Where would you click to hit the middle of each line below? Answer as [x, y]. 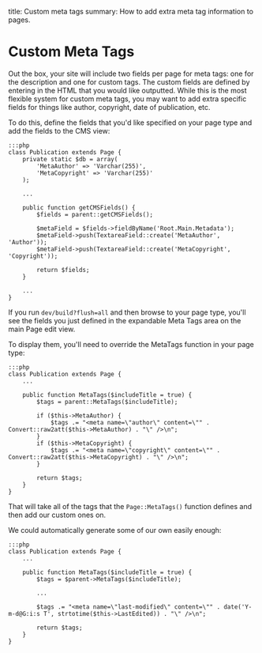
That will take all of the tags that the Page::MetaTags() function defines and [130, 506]
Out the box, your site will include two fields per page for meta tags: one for [131, 74]
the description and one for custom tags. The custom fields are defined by [129, 81]
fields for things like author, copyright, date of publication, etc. [109, 107]
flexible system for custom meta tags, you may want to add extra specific [127, 99]
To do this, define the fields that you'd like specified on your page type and [130, 123]
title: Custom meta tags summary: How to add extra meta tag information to [131, 11]
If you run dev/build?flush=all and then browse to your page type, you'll [127, 312]
